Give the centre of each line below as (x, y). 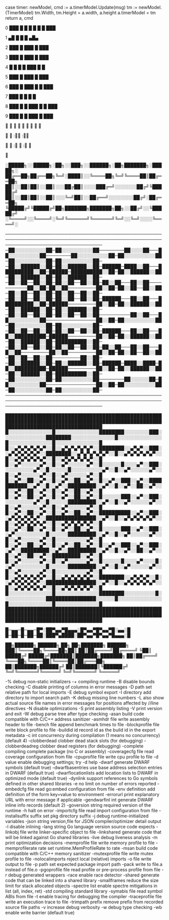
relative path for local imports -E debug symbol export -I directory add (78, 692)
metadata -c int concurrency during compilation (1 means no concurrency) (83, 735)
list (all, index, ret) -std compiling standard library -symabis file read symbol (84, 891)
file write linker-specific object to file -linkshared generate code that (91, 832)
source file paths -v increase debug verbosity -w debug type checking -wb (84, 907)
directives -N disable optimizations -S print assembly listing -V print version (84, 708)
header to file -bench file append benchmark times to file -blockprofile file (82, 725)
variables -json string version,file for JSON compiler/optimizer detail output (83, 821)
